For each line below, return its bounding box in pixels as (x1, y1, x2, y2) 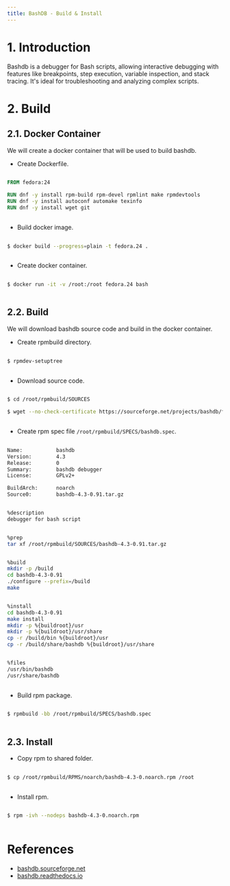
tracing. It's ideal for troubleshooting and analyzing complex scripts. (7, 77, 200, 85)
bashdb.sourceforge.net (16, 865, 86, 873)
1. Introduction (7, 39, 91, 55)
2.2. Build (7, 307, 49, 318)
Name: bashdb (7, 446, 75, 453)
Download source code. (16, 376, 85, 385)
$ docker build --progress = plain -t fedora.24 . (7, 243, 149, 250)
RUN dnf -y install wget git (7, 204, 90, 211)
